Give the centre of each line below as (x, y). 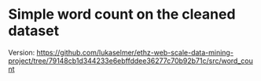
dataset (34, 31)
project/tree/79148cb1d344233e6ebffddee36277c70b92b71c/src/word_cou (130, 61)
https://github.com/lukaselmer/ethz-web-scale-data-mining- (135, 52)
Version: (22, 52)
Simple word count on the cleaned (122, 14)
